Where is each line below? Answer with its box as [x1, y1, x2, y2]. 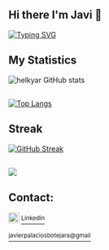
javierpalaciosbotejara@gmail [8, 231, 91, 240]
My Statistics [8, 54, 77, 68]
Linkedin [20, 214, 46, 222]
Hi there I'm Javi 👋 [8, 8, 102, 22]
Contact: [8, 191, 54, 204]
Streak [8, 122, 43, 136]
